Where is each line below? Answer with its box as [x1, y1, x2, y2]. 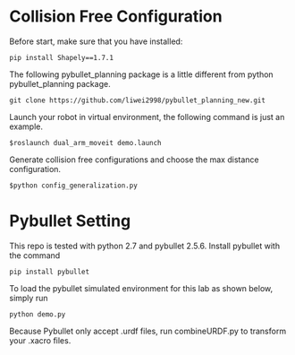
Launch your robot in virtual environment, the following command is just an [9, 111, 285, 122]
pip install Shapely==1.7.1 [9, 53, 114, 62]
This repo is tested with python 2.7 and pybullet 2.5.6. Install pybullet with [9, 240, 280, 251]
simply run [9, 292, 48, 303]
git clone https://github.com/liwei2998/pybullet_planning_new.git [9, 96, 266, 105]
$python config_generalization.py [9, 181, 139, 190]
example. [9, 121, 43, 132]
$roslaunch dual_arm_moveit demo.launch [9, 138, 163, 147]
